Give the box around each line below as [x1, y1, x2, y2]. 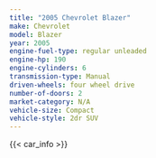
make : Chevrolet [9, 22, 70, 31]
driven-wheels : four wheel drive [9, 80, 135, 89]
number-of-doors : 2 [9, 88, 83, 98]
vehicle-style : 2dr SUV [9, 114, 99, 123]
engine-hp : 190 [9, 55, 67, 64]
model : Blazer [9, 30, 63, 39]
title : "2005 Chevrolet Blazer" [9, 13, 131, 23]
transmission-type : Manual [9, 72, 111, 81]
